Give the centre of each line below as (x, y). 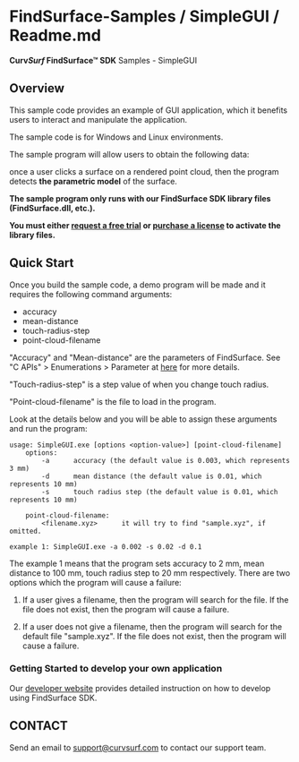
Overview (37, 88)
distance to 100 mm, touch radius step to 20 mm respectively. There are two (150, 573)
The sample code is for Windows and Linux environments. (116, 137)
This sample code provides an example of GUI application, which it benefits (149, 110)
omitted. (26, 531)
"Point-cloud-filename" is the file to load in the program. (113, 401)
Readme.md (55, 35)
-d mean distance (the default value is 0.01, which (152, 476)
